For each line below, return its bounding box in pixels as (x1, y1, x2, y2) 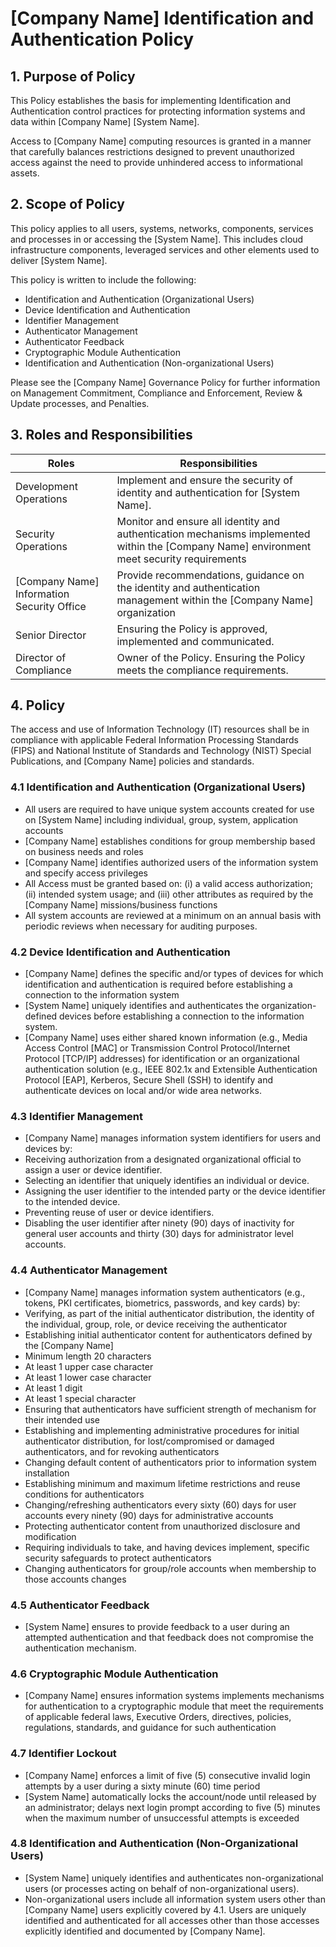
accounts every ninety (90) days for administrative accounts (24, 1509, 274, 1521)
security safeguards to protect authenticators (24, 1552, 212, 1564)
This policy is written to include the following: (10, 273, 197, 286)
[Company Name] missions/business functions (24, 898, 218, 911)
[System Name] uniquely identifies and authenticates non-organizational (24, 1872, 324, 1884)
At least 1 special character (24, 1392, 137, 1404)
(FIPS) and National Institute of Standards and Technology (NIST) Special (10, 745, 312, 757)
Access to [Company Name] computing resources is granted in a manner (10, 135, 312, 147)
